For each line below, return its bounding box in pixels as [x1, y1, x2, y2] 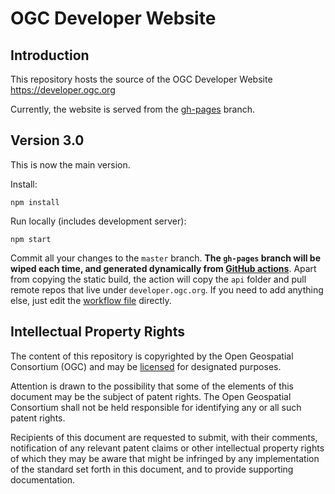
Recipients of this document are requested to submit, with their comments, [10, 431, 318, 443]
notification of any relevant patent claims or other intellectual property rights [10, 442, 325, 454]
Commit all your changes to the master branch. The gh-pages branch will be [10, 252, 321, 264]
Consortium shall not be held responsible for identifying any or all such [10, 401, 302, 413]
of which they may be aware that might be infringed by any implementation [10, 452, 320, 464]
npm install [10, 197, 60, 207]
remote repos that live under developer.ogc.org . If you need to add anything [10, 283, 324, 296]
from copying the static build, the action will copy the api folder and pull [10, 273, 307, 285]
